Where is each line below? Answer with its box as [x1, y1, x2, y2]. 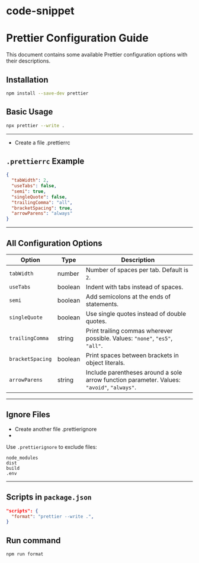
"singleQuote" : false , [11, 194, 68, 200]
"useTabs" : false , [11, 183, 57, 189]
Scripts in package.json [6, 492, 92, 502]
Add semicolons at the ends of [85, 292, 171, 301]
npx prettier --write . [6, 122, 65, 128]
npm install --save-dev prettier [6, 90, 89, 96]
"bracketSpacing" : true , [11, 205, 73, 211]
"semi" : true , [11, 188, 46, 194]
